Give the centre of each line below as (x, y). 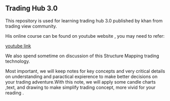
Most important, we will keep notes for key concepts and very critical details (85, 71)
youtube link (18, 46)
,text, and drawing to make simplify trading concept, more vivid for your (80, 87)
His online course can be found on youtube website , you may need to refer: (85, 36)
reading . (15, 93)
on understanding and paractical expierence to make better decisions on (81, 77)
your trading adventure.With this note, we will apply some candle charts (81, 82)
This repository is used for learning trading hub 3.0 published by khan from (84, 20)
